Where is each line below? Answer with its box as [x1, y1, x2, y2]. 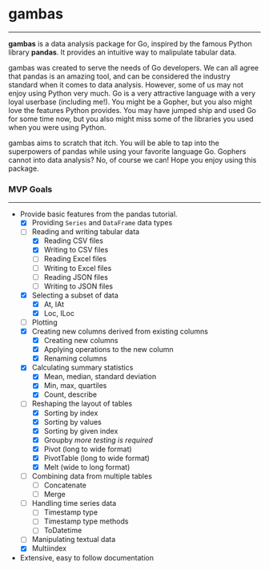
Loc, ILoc [43, 308, 74, 317]
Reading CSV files [43, 236, 104, 245]
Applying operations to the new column [43, 345, 174, 354]
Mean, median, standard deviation [43, 372, 157, 382]
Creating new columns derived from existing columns [31, 326, 208, 336]
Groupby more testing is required [43, 435, 154, 445]
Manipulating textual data [31, 535, 116, 544]
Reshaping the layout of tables [31, 398, 133, 409]
